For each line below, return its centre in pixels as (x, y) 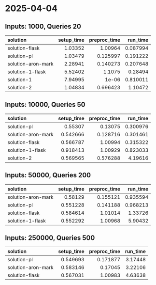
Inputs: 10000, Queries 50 (45, 105)
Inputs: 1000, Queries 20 (43, 26)
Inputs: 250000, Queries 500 (50, 238)
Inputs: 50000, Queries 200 (48, 175)
